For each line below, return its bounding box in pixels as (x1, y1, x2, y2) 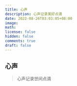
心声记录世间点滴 (16, 76, 51, 82)
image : (5, 20, 18, 26)
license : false (5, 29, 36, 34)
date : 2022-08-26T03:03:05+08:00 (5, 16, 73, 21)
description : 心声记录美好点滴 (5, 12, 62, 16)
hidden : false (5, 34, 34, 39)
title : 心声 (5, 7, 28, 12)
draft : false (5, 43, 31, 48)
